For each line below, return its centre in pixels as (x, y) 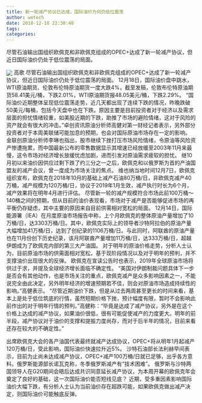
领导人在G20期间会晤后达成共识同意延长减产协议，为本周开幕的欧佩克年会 (103, 372)
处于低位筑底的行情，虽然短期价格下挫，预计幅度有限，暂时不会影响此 (109, 298)
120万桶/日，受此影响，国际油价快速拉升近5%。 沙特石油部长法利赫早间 (96, 349)
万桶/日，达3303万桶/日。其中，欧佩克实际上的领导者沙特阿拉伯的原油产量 (99, 223)
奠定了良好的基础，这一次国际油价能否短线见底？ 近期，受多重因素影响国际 (99, 379)
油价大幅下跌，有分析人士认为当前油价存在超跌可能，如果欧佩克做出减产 (96, 387)
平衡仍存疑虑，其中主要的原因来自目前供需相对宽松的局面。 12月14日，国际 (99, 208)
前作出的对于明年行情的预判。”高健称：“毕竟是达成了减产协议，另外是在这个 (99, 306)
